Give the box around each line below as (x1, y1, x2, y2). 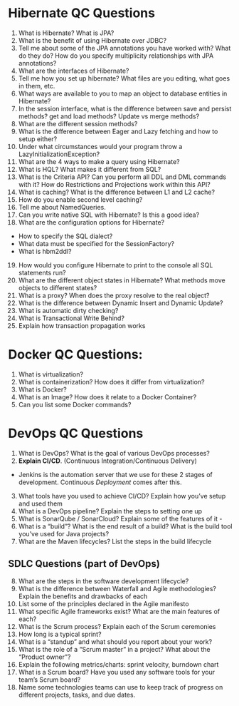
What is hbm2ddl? (18, 247, 72, 255)
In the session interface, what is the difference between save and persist (18, 104, 232, 113)
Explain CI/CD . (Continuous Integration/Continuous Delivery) (18, 456, 198, 465)
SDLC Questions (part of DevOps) (8, 558, 161, 570)
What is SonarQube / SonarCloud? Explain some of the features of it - (18, 514, 223, 523)
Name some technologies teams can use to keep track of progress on (18, 682, 223, 691)
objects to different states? (18, 283, 97, 292)
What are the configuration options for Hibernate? (18, 218, 165, 226)
